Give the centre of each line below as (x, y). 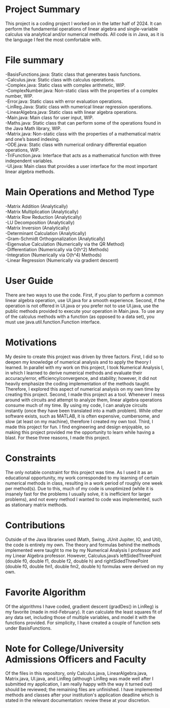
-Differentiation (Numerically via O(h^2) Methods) (57, 249)
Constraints (31, 458)
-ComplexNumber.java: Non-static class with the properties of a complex (82, 91)
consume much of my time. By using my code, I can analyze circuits (76, 405)
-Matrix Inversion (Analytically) (38, 228)
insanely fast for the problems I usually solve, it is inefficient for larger (78, 494)
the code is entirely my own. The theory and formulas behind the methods (83, 545)
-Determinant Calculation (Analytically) (46, 233)
